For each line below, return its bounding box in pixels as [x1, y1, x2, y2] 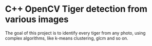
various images [5, 14, 69, 25]
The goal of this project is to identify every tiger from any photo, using [5, 30, 146, 36]
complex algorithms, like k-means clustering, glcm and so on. [5, 35, 128, 41]
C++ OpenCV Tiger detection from [5, 3, 148, 15]
